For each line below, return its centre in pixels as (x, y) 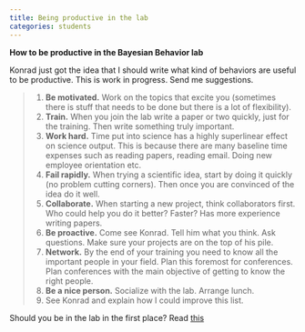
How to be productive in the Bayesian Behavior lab (107, 52)
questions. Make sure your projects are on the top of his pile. (159, 242)
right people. (69, 281)
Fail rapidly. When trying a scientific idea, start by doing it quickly (169, 175)
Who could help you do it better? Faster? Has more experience (163, 213)
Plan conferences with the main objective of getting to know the (165, 271)
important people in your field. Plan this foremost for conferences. (169, 261)
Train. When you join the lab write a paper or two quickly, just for (167, 116)
